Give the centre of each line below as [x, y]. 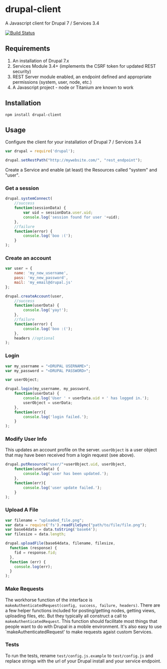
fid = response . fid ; [36, 553]
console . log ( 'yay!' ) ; [46, 310]
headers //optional [35, 338]
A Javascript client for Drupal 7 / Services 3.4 [52, 23]
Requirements [28, 49]
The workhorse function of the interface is [49, 600]
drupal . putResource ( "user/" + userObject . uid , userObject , [66, 464]
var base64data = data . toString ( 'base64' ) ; [51, 530]
